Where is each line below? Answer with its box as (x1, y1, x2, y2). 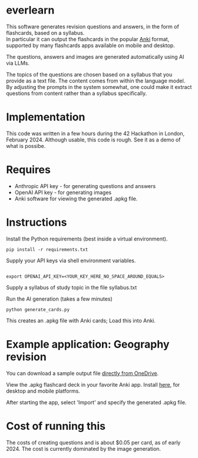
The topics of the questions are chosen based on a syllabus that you (6, 71, 173, 78)
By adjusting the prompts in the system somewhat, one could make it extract (6, 83, 192, 90)
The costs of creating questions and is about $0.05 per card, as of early (6, 439, 181, 446)
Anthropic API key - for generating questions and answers (14, 182, 156, 189)
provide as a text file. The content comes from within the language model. (6, 77, 186, 84)
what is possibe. (6, 142, 46, 149)
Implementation (6, 110, 85, 124)
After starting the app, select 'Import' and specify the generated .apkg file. (6, 398, 187, 406)
